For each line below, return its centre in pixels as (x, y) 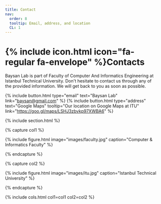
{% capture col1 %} (25, 130)
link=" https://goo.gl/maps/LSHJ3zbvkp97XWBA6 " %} (59, 111)
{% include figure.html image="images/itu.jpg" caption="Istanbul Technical (81, 173)
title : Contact (20, 10)
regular (20, 62)
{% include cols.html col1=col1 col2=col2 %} (50, 197)
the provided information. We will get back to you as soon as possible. (76, 86)
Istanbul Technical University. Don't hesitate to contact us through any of (78, 81)
